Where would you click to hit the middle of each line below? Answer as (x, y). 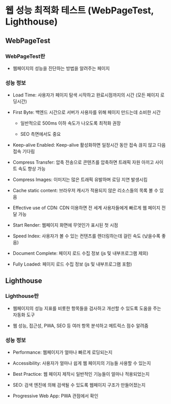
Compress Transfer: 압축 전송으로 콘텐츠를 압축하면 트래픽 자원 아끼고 (83, 163)
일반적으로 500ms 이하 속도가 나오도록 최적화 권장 (70, 123)
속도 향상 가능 (32, 169)
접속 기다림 (24, 151)
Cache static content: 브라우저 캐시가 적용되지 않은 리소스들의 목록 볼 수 (86, 191)
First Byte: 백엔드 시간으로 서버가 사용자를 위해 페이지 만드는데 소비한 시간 (87, 112)
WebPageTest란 (25, 56)
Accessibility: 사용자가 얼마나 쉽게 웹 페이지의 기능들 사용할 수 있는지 (82, 363)
